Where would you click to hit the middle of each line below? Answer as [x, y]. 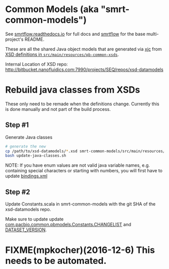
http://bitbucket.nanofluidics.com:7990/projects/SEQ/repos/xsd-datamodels [84, 70]
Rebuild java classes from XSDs [73, 90]
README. [34, 39]
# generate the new [26, 146]
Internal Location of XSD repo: [36, 64]
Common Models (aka [52, 9]
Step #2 [18, 192]
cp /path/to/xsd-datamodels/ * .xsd [41, 151]
